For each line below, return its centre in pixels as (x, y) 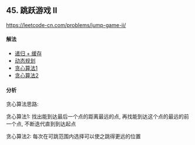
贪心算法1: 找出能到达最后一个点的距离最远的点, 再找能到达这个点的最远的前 (97, 117)
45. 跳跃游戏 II (32, 11)
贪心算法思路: (23, 104)
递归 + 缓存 (28, 53)
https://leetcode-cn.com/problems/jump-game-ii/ (66, 25)
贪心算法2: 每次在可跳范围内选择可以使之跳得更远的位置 (73, 136)
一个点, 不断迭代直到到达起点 (41, 124)
